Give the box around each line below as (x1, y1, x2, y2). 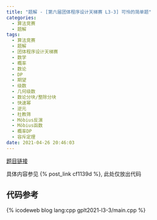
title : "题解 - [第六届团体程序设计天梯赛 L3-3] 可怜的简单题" (6, 9, 152, 15)
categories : (6, 15, 37, 21)
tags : (6, 32, 20, 38)
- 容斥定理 (12, 134, 36, 141)
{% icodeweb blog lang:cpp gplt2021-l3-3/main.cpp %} (6, 206, 146, 214)
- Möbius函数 (12, 123, 43, 129)
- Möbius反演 (12, 117, 43, 123)
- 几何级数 (12, 89, 36, 95)
